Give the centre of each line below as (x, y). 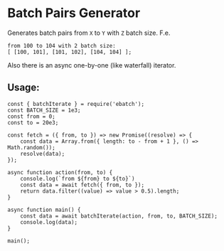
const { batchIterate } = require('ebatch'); (76, 104)
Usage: (24, 88)
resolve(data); (43, 154)
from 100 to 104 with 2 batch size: (62, 46)
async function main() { (44, 210)
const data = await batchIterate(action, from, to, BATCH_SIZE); (119, 216)
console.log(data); (49, 222)
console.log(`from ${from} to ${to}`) (78, 178)
